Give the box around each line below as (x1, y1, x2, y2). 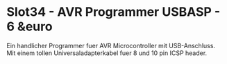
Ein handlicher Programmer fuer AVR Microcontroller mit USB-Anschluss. (6, 41, 216, 50)
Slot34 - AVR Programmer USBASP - (6, 4, 221, 20)
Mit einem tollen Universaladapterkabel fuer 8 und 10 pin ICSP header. (6, 49, 208, 57)
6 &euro (6, 19, 53, 34)
